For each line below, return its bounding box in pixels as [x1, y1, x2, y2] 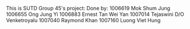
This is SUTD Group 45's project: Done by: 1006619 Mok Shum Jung [6, 5, 171, 11]
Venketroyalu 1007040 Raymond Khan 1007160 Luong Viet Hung [6, 17, 161, 23]
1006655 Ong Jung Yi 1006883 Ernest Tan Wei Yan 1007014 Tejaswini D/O [6, 11, 185, 18]
